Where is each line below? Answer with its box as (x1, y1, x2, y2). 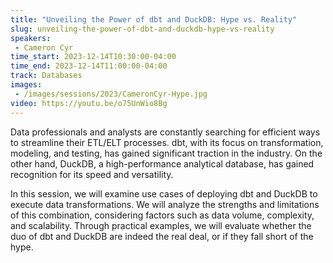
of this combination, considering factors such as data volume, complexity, (10, 209, 315, 221)
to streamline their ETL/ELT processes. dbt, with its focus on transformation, (10, 136, 324, 148)
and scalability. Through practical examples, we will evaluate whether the (10, 219, 312, 231)
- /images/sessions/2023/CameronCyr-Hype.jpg (14, 89, 208, 99)
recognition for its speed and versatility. (10, 168, 174, 180)
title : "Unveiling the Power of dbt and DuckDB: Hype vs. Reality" (10, 14, 298, 25)
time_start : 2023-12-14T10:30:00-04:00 (10, 52, 177, 62)
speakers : (10, 33, 52, 43)
